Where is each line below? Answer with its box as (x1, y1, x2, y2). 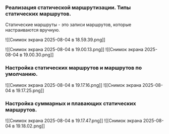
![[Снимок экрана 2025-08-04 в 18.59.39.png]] (5, 37, 105, 43)
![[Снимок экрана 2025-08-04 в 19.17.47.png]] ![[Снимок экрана (5, 117, 142, 123)
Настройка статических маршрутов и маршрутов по (5, 64, 142, 71)
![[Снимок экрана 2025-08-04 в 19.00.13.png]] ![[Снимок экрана (5, 47, 144, 53)
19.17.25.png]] (16, 87, 44, 93)
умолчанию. (5, 71, 38, 78)
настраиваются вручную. (5, 27, 61, 33)
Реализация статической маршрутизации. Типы (5, 4, 131, 11)
